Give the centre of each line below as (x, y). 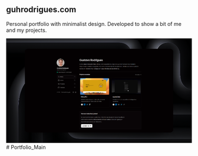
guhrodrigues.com (41, 10)
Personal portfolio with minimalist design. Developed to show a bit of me (94, 24)
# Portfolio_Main (26, 147)
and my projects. (27, 30)
